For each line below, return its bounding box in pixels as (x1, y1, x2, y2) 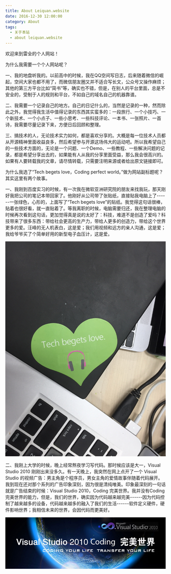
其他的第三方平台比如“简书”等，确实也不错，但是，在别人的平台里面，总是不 (5, 85, 165, 91)
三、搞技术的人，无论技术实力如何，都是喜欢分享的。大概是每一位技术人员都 (5, 133, 166, 138)
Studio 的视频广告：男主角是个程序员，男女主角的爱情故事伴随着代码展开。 (5, 475, 163, 481)
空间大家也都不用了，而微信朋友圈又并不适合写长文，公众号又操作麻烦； (14, 79, 166, 84)
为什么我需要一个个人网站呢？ (5, 61, 68, 68)
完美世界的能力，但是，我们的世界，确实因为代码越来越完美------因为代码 (5, 494, 160, 500)
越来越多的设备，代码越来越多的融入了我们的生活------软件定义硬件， (14, 500, 160, 506)
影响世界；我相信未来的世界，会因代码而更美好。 (9, 507, 112, 513)
